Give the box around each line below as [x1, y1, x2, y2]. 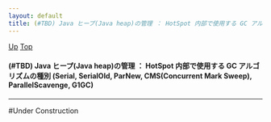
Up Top [8, 41, 33, 51]
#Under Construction [8, 106, 79, 116]
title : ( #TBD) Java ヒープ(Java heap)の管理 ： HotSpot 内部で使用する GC [8, 19, 248, 27]
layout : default [8, 11, 63, 20]
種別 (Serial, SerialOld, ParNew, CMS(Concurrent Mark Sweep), [35, 71, 252, 81]
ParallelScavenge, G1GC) [8, 80, 94, 90]
